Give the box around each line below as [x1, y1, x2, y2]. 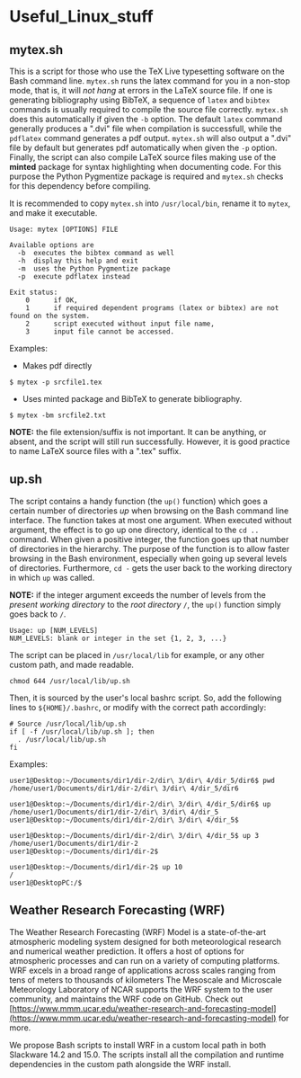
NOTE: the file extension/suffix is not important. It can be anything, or [9, 427, 267, 437]
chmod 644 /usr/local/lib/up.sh [9, 676, 130, 685]
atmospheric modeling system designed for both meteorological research [9, 936, 281, 947]
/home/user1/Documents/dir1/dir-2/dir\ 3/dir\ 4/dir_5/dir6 [9, 784, 240, 793]
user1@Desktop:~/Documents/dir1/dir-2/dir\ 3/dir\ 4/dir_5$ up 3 [9, 831, 259, 840]
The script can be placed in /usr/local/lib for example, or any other [9, 649, 265, 660]
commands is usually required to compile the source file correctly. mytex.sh [9, 104, 289, 114]
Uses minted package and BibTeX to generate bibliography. [22, 394, 243, 404]
